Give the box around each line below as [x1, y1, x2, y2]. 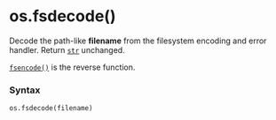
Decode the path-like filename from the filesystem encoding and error [9, 35, 267, 46]
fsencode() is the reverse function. [9, 62, 136, 72]
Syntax [9, 84, 41, 96]
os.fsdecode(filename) [9, 104, 93, 113]
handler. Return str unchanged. [9, 44, 126, 55]
